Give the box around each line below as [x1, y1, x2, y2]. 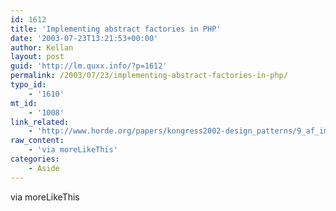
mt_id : [10, 98, 38, 108]
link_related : [10, 117, 70, 127]
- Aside [28, 163, 60, 173]
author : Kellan [10, 42, 74, 53]
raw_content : [10, 136, 65, 146]
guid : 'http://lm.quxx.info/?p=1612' [10, 61, 168, 71]
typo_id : [10, 80, 47, 90]
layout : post [10, 52, 65, 62]
